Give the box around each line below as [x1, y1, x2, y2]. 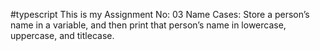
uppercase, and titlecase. [10, 30, 115, 41]
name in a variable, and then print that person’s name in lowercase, [10, 19, 287, 31]
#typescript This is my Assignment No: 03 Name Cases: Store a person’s [10, 9, 310, 20]
